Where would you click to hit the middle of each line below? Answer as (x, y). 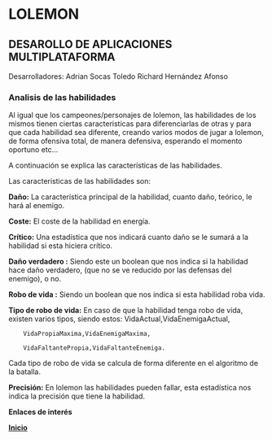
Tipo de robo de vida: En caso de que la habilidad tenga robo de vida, (126, 311)
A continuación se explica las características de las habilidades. (115, 166)
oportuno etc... (33, 150)
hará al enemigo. (37, 206)
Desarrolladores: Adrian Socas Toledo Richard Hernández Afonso (118, 76)
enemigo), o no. (35, 279)
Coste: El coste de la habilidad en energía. (79, 221)
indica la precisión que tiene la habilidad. (77, 396)
